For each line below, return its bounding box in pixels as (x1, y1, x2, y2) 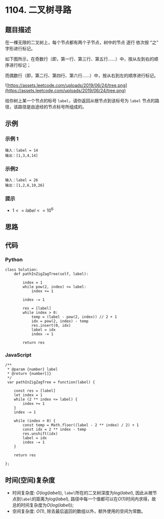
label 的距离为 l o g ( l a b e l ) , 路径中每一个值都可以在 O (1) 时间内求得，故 (21, 496, 156, 502)
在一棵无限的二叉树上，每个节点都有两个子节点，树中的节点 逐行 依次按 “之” (5, 40, 159, 45)
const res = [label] (14, 389, 56, 393)
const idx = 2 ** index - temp (23, 427, 87, 432)
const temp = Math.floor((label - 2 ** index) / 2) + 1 (23, 423, 139, 428)
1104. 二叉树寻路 (5, 4, 72, 16)
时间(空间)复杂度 (5, 476, 55, 484)
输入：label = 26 (5, 178, 38, 182)
